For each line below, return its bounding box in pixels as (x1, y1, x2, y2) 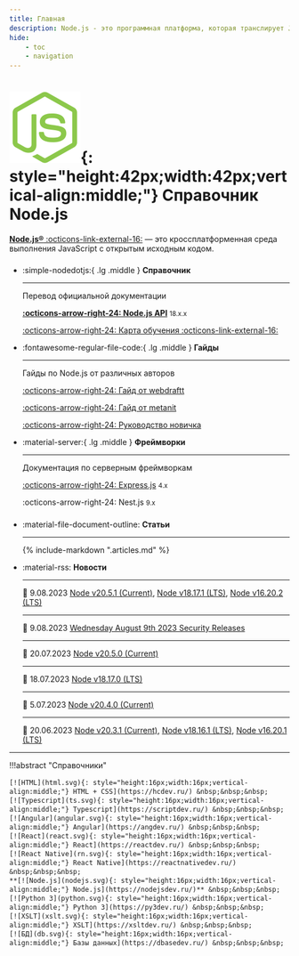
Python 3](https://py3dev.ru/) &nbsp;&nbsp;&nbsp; (72, 903, 265, 911)
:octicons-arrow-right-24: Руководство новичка (21, 419, 202, 431)
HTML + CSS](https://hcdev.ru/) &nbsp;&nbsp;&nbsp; (72, 787, 269, 796)
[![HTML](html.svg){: (9, 778, 90, 787)
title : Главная (9, 14, 66, 23)
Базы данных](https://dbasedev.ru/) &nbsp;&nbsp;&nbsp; (72, 938, 285, 947)
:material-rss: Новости (21, 562, 107, 572)
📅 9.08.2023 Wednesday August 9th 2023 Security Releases (21, 622, 246, 633)
